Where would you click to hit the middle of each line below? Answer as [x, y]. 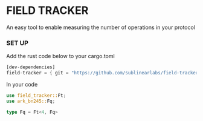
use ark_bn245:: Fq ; [31, 101]
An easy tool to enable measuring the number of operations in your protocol [101, 27]
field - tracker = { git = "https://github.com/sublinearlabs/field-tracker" [104, 73]
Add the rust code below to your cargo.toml [60, 56]
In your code [22, 84]
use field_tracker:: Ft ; [36, 95]
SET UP [18, 43]
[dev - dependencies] [31, 67]
